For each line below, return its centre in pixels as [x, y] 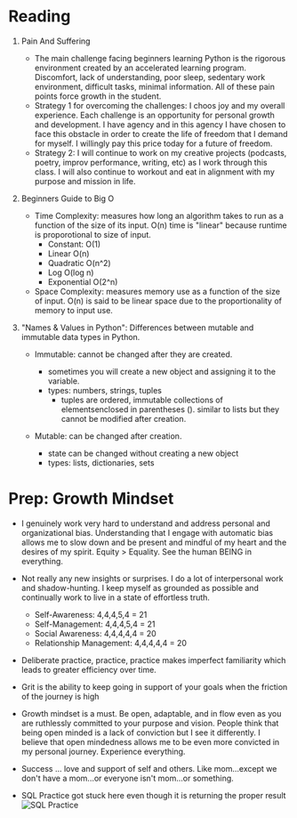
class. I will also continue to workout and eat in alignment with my [154, 172]
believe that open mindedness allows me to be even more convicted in [150, 741]
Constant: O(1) [74, 244]
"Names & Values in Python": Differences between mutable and [137, 328]
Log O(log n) [71, 272]
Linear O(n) [68, 253]
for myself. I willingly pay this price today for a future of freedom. [153, 143]
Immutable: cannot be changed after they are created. [133, 354]
